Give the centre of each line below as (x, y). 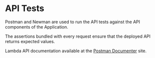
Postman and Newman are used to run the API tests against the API (73, 22)
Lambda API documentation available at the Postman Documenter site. (76, 51)
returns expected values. (30, 41)
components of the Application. (37, 27)
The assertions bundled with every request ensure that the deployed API (78, 36)
